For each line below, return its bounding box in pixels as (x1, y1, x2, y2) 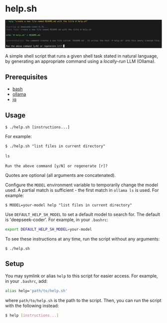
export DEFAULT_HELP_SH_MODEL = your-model (5, 227, 92, 232)
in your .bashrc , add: (5, 278, 48, 284)
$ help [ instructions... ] (5, 313, 59, 318)
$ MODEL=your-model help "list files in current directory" (5, 203, 133, 208)
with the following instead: (5, 303, 59, 309)
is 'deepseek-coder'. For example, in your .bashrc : (5, 217, 108, 223)
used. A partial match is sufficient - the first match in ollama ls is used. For (5, 187, 159, 193)
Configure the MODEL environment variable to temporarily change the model (5, 182, 158, 188)
